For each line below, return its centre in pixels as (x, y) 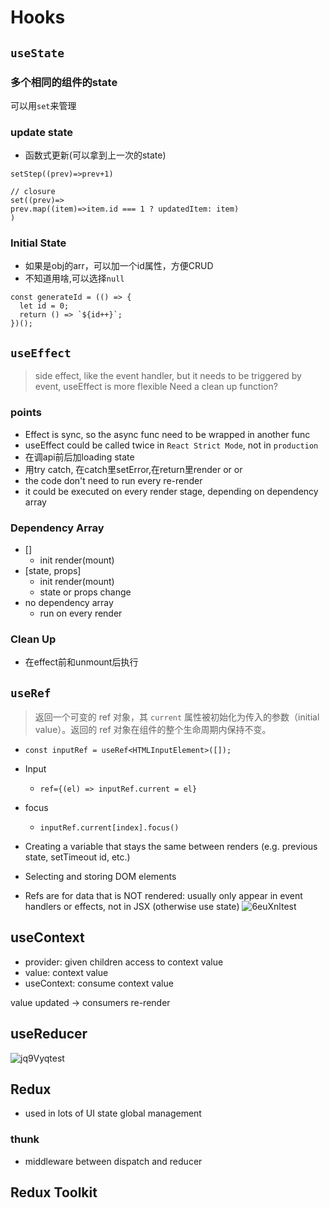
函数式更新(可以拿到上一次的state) (95, 155)
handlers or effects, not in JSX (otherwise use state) (132, 906)
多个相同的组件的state (64, 82)
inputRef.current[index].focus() (109, 827)
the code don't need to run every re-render (113, 480)
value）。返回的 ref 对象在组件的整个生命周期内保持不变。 (153, 729)
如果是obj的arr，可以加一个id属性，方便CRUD (119, 266)
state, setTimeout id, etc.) (77, 857)
